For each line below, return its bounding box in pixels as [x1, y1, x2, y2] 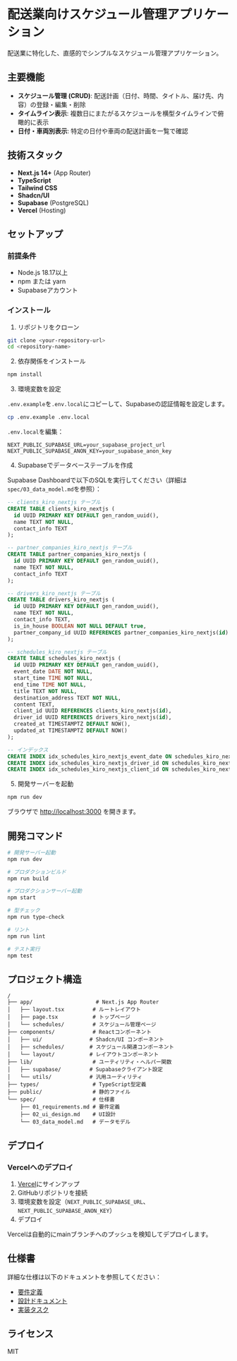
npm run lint [7, 932, 46, 940]
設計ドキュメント [17, 1296, 68, 1305]
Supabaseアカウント [17, 286, 78, 295]
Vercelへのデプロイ [7, 1162, 74, 1172]
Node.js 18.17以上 [17, 269, 68, 277]
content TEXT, [13, 701, 55, 708]
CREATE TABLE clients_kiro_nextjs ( [7, 505, 115, 512]
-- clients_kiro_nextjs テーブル [7, 499, 101, 506]
